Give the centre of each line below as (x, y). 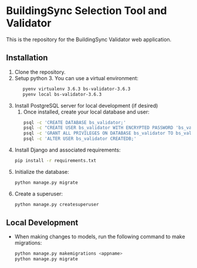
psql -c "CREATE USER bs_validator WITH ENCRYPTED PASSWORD (98, 128)
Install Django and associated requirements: (68, 150)
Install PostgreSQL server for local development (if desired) (86, 105)
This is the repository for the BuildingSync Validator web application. (89, 39)
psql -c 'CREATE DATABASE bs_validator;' (74, 122)
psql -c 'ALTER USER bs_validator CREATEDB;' (80, 139)
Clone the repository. (40, 72)
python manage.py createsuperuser (57, 204)
